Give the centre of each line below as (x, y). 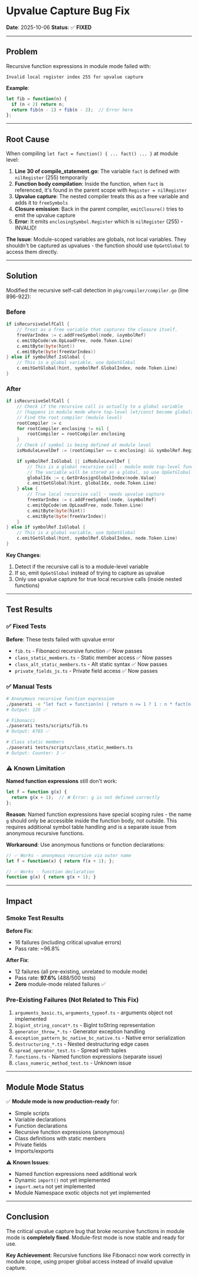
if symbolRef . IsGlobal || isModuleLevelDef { (74, 461)
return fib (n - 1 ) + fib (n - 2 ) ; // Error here (72, 110)
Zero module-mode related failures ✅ (60, 984)
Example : (18, 88)
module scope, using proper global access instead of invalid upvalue (90, 1261)
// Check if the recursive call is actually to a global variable (100, 407)
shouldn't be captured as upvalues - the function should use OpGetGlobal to (98, 246)
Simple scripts (32, 1113)
